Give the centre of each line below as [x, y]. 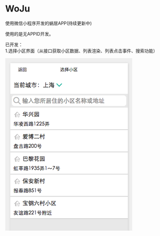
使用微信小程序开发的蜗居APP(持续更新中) [48, 23]
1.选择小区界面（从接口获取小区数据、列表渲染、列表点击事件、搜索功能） [82, 51]
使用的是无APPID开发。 [29, 34]
